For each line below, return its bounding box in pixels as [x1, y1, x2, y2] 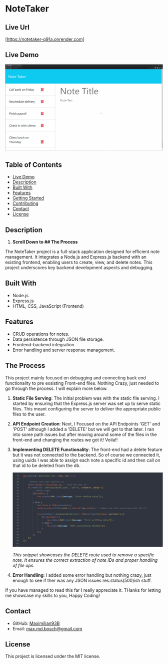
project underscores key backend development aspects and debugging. [5, 265, 154, 271]
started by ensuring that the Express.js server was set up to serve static [12, 400, 161, 406]
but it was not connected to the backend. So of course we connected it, [12, 452, 160, 458]
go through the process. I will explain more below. [5, 385, 107, 391]
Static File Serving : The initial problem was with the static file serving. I [12, 395, 160, 401]
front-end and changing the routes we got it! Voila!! [12, 436, 118, 442]
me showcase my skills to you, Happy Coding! [5, 592, 100, 598]
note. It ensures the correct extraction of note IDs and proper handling [12, 557, 158, 563]
